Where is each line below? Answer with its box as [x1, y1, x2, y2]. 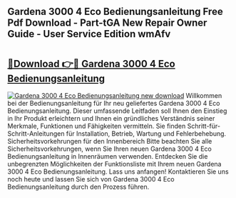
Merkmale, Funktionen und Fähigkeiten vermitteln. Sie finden [7, 122, 186, 130]
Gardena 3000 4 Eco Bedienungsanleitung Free [7, 6, 223, 18]
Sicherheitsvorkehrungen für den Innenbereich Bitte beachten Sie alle [7, 137, 212, 145]
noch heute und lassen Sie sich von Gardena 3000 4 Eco [7, 175, 175, 183]
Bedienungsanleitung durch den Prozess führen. [7, 182, 150, 191]
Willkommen [185, 91, 222, 99]
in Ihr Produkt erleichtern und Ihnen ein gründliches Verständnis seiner [7, 114, 215, 122]
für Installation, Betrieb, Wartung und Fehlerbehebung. [66, 129, 227, 138]
